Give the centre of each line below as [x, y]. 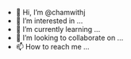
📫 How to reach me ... [52, 47]
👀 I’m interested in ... [49, 21]
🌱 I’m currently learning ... [58, 29]
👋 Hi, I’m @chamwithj [50, 12]
